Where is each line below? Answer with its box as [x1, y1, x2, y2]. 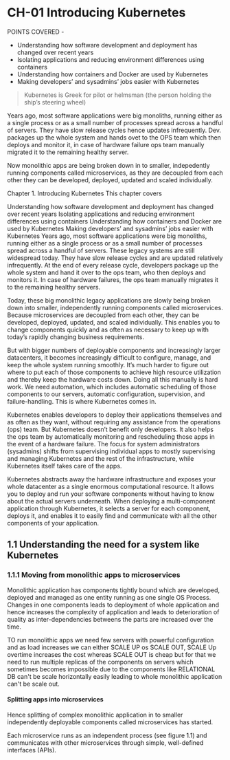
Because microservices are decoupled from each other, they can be [7, 311, 200, 319]
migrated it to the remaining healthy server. [7, 148, 129, 156]
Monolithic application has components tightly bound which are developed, [7, 586, 220, 594]
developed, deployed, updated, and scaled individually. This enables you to [7, 318, 220, 326]
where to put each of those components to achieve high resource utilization [7, 368, 221, 376]
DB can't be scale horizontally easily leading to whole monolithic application [7, 672, 222, 680]
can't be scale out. [7, 680, 60, 688]
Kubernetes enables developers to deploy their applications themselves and [7, 411, 222, 419]
